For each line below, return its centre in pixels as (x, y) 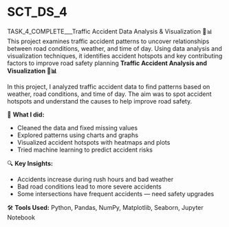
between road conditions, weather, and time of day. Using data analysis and (115, 48)
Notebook (21, 217)
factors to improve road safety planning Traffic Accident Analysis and (107, 63)
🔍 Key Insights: (30, 163)
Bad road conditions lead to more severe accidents (89, 187)
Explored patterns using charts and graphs (78, 135)
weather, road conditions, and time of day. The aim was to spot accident (109, 94)
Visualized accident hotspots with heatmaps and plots (94, 142)
